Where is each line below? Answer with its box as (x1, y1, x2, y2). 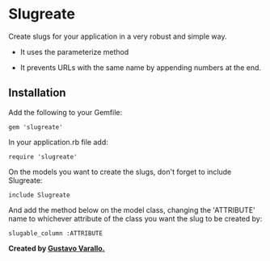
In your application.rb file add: (8, 137, 108, 147)
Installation (8, 86, 66, 100)
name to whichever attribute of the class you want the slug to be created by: (8, 213, 263, 223)
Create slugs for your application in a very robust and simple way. (8, 31, 227, 41)
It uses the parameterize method (19, 47, 129, 56)
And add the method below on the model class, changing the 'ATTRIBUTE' (8, 205, 256, 214)
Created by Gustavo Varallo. (8, 243, 105, 253)
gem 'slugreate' (8, 122, 63, 131)
